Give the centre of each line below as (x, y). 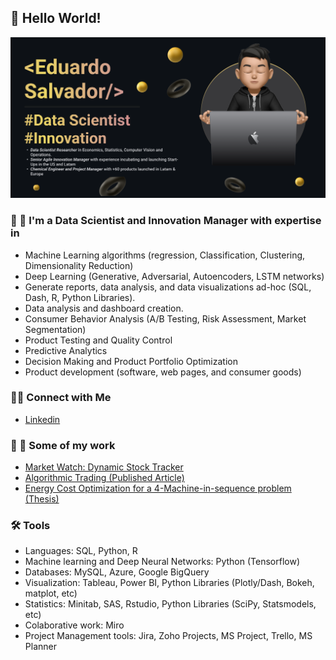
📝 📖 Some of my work (63, 445)
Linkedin (42, 419)
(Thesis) (42, 499)
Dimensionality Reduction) (79, 265)
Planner (40, 647)
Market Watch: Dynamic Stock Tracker (104, 467)
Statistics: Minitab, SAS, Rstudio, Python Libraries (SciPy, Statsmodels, (170, 604)
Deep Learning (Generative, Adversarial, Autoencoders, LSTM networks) (174, 276)
